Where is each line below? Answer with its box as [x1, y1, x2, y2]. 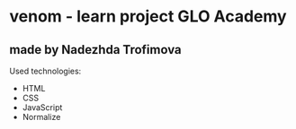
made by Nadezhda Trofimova [9, 42, 182, 57]
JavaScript [22, 102, 63, 113]
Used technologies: [9, 65, 82, 76]
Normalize [22, 112, 61, 122]
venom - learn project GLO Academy [9, 6, 287, 27]
